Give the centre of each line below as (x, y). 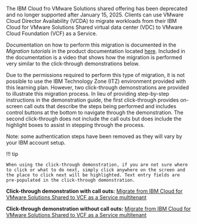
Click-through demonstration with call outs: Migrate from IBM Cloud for (94, 191)
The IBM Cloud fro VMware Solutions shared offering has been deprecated (97, 9)
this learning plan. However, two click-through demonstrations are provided (98, 87)
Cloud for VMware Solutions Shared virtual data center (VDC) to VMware (94, 27)
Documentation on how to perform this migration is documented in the (91, 45)
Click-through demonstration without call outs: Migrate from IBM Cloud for (98, 209)
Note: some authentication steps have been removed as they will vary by (94, 136)
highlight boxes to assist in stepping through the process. (76, 125)
